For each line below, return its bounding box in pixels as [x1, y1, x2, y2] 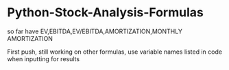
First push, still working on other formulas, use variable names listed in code [7, 48, 223, 56]
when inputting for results [7, 54, 80, 63]
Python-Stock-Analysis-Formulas [7, 5, 204, 20]
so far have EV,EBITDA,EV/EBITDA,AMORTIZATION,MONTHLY [7, 27, 183, 35]
